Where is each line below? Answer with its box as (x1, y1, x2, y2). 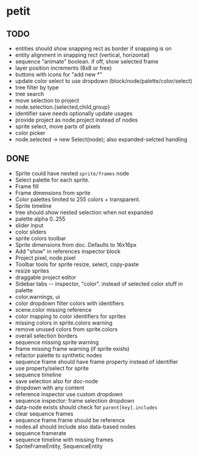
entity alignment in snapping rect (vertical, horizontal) (15, 51, 150, 59)
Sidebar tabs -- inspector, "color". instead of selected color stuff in (15, 280, 183, 287)
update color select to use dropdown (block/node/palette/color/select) (15, 78, 193, 84)
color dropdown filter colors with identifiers (15, 300, 124, 307)
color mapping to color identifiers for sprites (15, 312, 126, 320)
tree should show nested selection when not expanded (15, 208, 154, 216)
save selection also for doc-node (15, 377, 99, 384)
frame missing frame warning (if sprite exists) (15, 345, 130, 352)
